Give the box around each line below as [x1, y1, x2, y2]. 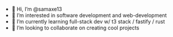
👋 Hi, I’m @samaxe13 [11, 6, 63, 12]
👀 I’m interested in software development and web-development [11, 12, 167, 19]
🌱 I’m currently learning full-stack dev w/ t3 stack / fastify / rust [11, 18, 165, 25]
